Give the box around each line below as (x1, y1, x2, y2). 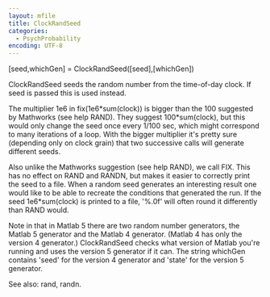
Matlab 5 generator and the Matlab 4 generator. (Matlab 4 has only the (8, 229, 243, 239)
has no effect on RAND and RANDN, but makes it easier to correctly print (8, 171, 251, 181)
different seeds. (8, 147, 61, 157)
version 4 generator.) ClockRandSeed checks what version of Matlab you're (8, 238, 260, 248)
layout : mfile (8, 11, 56, 20)
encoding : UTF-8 (8, 42, 63, 50)
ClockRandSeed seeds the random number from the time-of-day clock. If (8, 80, 251, 90)
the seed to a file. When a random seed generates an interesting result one (8, 179, 257, 190)
